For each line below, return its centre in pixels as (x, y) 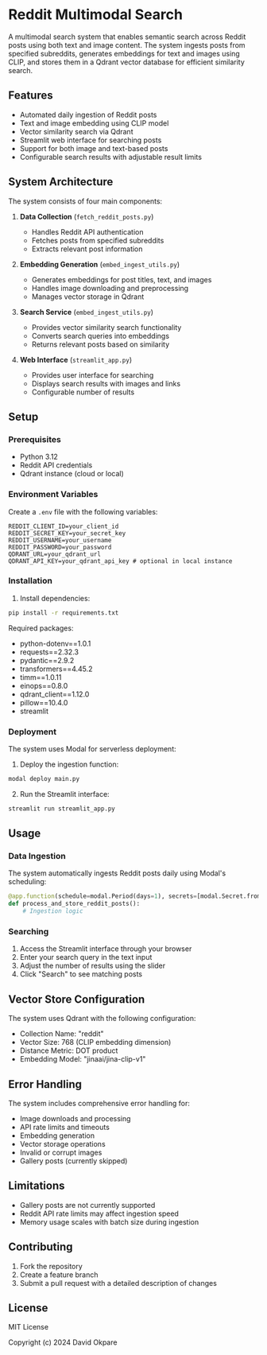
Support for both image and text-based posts (94, 148)
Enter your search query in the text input (86, 957)
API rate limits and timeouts (64, 1127)
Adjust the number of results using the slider (93, 966)
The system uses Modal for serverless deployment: (92, 749)
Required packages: (41, 628)
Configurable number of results (83, 392)
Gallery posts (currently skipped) (74, 1161)
